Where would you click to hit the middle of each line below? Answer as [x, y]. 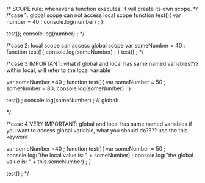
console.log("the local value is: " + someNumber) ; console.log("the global [100, 155]
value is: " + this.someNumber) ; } [49, 162]
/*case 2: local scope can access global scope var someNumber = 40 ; [96, 45]
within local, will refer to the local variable [59, 70]
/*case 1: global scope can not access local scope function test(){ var [94, 15]
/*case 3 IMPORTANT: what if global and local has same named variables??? [103, 64]
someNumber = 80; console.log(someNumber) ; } [69, 88]
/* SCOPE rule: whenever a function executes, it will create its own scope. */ [102, 9]
